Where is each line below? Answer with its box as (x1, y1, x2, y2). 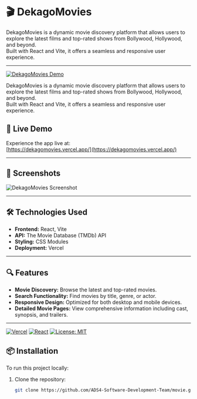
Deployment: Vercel (14, 244, 64, 252)
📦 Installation (6, 346, 59, 356)
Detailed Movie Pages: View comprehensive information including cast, (14, 305, 189, 312)
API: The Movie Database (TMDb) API (14, 232, 107, 239)
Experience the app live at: (6, 139, 70, 146)
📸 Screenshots (6, 169, 61, 179)
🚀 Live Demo (6, 124, 53, 134)
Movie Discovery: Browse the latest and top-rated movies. (14, 286, 157, 293)
